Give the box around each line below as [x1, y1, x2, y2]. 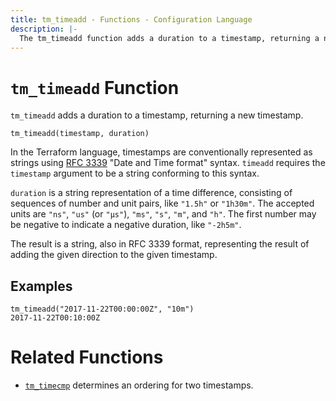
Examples [10, 277, 73, 295]
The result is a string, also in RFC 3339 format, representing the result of [10, 238, 310, 250]
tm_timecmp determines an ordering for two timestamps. [24, 379, 254, 391]
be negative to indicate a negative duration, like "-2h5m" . [10, 219, 242, 231]
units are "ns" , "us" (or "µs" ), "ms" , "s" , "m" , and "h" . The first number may [10, 208, 317, 220]
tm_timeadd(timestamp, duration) [10, 129, 150, 139]
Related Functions [10, 346, 164, 369]
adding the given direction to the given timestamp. [10, 249, 218, 261]
